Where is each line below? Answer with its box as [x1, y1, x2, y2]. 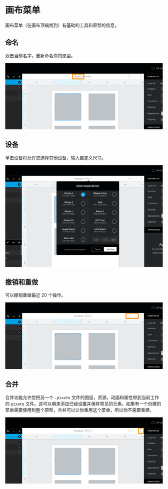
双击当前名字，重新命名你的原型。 [5, 52, 75, 58]
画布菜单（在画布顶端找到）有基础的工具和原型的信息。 [5, 22, 119, 28]
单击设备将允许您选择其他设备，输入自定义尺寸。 [5, 154, 106, 161]
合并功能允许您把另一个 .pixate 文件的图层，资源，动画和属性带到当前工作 [5, 394, 159, 400]
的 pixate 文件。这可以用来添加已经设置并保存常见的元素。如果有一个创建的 [5, 401, 161, 407]
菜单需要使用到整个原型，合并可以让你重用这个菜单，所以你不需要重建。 [5, 407, 154, 413]
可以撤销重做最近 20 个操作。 [5, 292, 66, 298]
